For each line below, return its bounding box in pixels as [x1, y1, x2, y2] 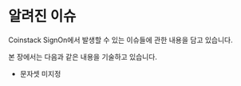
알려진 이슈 [8, 7, 77, 25]
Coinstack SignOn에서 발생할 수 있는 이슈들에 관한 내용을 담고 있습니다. [8, 35, 233, 45]
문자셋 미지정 [19, 68, 61, 78]
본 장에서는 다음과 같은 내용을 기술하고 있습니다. [8, 52, 158, 61]
